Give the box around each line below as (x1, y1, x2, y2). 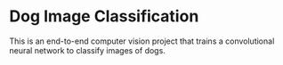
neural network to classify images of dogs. (9, 45, 166, 55)
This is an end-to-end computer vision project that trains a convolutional (9, 36, 275, 46)
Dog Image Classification (9, 6, 199, 27)
